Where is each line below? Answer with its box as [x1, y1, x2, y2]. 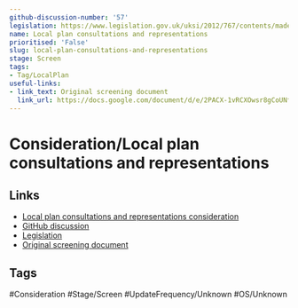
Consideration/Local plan [9, 134, 200, 154]
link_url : [17, 95, 53, 105]
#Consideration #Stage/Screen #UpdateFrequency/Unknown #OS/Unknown [9, 289, 288, 300]
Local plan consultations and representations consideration [21, 211, 239, 222]
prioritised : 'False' [9, 37, 90, 47]
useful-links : [9, 79, 62, 88]
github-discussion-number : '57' [9, 12, 129, 22]
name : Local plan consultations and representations [9, 29, 208, 38]
